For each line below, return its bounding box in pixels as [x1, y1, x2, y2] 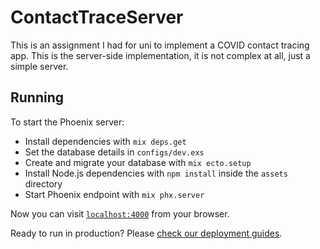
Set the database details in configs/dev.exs [24, 146, 205, 158]
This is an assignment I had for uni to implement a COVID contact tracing [10, 39, 310, 51]
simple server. [10, 60, 69, 72]
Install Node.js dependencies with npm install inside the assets [24, 167, 288, 179]
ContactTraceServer [10, 6, 184, 29]
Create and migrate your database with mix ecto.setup [24, 156, 252, 168]
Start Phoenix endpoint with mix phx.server [24, 188, 205, 200]
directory [24, 177, 63, 190]
